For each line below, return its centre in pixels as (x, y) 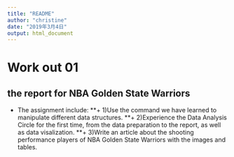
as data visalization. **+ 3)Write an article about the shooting (105, 133)
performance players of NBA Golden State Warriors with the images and (122, 140)
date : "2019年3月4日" (37, 27)
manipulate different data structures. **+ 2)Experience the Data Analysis (122, 118)
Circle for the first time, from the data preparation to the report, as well (119, 125)
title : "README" (31, 14)
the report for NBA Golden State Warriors (99, 93)
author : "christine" (37, 20)
